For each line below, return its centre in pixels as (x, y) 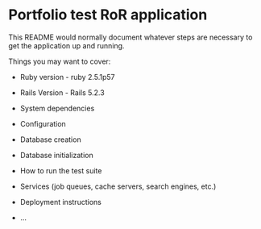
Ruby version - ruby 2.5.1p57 (67, 77)
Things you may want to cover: (60, 61)
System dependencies (57, 108)
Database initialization (57, 155)
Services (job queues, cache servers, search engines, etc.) (118, 186)
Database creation (51, 139)
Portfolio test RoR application (108, 15)
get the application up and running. (66, 45)
